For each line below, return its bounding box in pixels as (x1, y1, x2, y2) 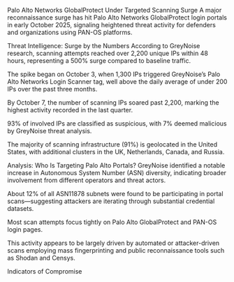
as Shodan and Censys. (7, 254, 75, 262)
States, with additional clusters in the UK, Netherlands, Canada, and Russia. (7, 148, 225, 156)
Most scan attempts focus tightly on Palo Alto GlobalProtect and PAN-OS (7, 218, 217, 226)
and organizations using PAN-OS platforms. (7, 28, 133, 36)
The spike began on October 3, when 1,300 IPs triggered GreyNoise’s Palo (7, 70, 221, 78)
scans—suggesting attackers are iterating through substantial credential (7, 197, 215, 205)
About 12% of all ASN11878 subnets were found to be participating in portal (7, 190, 224, 198)
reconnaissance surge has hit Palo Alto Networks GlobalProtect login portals (7, 13, 227, 22)
